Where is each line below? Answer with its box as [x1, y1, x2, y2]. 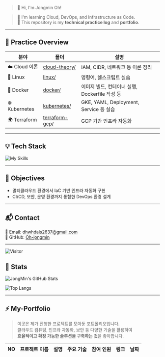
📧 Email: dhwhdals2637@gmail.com [5, 229, 78, 235]
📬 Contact [5, 214, 40, 222]
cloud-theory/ [43, 64, 76, 71]
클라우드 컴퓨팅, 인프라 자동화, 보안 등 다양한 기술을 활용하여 [17, 327, 133, 332]
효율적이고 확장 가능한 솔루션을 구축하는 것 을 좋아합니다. [17, 333, 124, 339]
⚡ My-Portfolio [5, 304, 51, 313]
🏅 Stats [5, 263, 27, 271]
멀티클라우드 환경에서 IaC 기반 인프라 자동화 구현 [12, 188, 106, 193]
